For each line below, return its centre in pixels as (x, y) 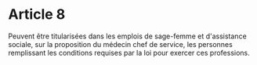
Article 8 (37, 14)
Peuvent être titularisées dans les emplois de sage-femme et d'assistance (127, 36)
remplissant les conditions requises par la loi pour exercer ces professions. (129, 52)
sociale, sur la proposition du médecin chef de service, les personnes (120, 44)
